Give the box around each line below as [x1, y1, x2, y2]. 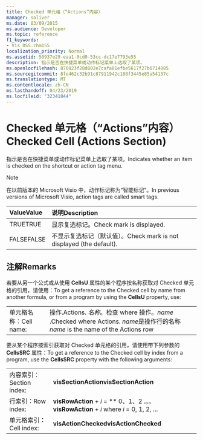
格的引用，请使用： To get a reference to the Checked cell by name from [6, 286, 185, 294]
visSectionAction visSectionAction [53, 378, 154, 386]
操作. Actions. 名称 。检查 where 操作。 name [49, 308, 174, 317]
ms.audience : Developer [6, 25, 66, 32]
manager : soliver [6, 15, 50, 21]
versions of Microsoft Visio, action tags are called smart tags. [6, 193, 159, 200]
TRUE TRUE [9, 220, 42, 228]
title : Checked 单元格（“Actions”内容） [6, 8, 103, 15]
